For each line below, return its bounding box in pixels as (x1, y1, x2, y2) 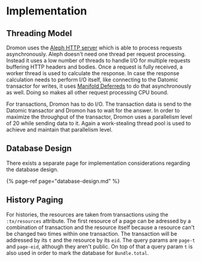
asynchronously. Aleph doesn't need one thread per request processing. (6, 51, 187, 58)
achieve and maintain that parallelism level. (6, 126, 113, 133)
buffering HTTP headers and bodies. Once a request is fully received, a (6, 63, 183, 70)
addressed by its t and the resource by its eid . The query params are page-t (6, 236, 196, 244)
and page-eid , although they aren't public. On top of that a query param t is (6, 242, 193, 250)
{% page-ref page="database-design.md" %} (6, 177, 120, 185)
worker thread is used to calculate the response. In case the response (6, 70, 179, 76)
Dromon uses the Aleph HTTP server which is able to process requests (6, 44, 182, 51)
